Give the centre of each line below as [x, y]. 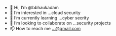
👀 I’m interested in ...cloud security [45, 13]
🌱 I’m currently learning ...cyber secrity [49, 18]
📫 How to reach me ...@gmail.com [45, 28]
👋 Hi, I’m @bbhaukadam [34, 8]
